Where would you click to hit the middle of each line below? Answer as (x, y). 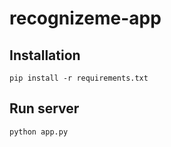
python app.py (39, 132)
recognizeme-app (85, 18)
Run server (44, 108)
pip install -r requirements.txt (79, 78)
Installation (45, 55)
